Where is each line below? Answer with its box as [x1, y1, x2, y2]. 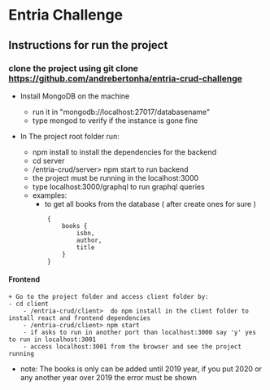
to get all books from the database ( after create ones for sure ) [44, 199, 256, 208]
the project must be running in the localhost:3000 [32, 173, 199, 182]
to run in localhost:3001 [8, 335, 96, 344]
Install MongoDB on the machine [20, 91, 130, 101]
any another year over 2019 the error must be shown [20, 373, 197, 383]
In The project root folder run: [20, 131, 120, 141]
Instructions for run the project [8, 38, 168, 52]
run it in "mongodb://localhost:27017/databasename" [32, 107, 211, 116]
